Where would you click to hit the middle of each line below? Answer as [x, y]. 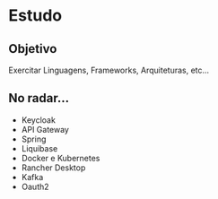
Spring [34, 139]
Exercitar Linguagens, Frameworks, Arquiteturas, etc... [109, 70]
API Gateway [45, 129]
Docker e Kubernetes [61, 158]
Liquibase [39, 148]
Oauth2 [35, 186]
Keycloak [38, 120]
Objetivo [33, 49]
